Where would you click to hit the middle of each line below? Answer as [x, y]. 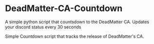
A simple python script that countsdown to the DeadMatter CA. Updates [77, 22]
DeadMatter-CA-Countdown [64, 8]
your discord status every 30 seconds [43, 27]
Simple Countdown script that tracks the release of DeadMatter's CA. [75, 36]
